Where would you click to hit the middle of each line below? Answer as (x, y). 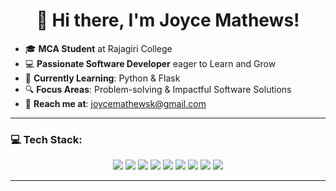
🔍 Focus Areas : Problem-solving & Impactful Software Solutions (158, 89)
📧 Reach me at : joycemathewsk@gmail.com (115, 103)
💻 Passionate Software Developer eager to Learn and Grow (150, 63)
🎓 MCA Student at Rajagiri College (98, 48)
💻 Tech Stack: (46, 139)
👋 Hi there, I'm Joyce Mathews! (168, 20)
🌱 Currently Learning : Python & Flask (102, 78)
